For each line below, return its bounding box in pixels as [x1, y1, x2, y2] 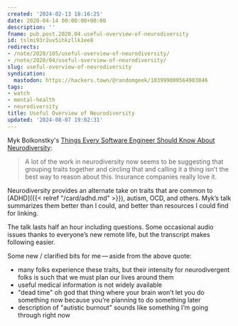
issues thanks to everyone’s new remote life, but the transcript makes [7, 230, 211, 238]
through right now [17, 310, 71, 319]
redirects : [7, 43, 40, 51]
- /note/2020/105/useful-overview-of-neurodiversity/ [7, 51, 171, 58]
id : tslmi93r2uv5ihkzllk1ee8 [7, 37, 94, 44]
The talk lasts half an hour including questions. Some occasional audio [7, 222, 214, 231]
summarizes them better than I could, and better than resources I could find [7, 201, 229, 210]
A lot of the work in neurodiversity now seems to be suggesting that [24, 157, 224, 166]
